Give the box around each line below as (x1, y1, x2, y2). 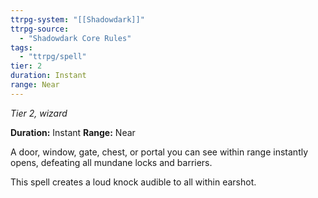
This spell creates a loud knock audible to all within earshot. (10, 176, 257, 188)
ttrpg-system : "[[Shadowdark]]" (10, 14, 145, 25)
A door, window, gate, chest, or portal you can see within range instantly (10, 146, 309, 158)
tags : (10, 42, 33, 53)
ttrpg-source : (10, 24, 70, 34)
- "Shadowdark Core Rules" (19, 33, 132, 43)
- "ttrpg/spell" (19, 52, 87, 62)
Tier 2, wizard (10, 107, 68, 119)
